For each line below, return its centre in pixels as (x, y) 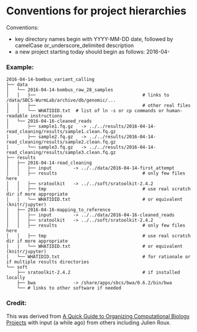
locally (16, 278)
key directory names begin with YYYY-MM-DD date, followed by (94, 39)
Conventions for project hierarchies (96, 11)
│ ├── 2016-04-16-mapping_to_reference (59, 210)
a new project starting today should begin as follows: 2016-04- (92, 51)
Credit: (16, 303)
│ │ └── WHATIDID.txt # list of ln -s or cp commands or (85, 111)
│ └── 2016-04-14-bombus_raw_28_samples (60, 90)
